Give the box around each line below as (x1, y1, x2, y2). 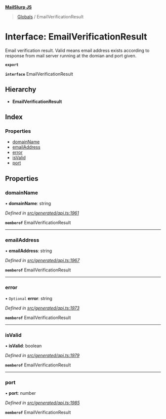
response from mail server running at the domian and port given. (5, 52, 137, 58)
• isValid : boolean (5, 343, 42, 349)
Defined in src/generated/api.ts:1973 (5, 305, 80, 311)
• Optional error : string (5, 295, 53, 301)
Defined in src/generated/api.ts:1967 (5, 258, 80, 263)
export (5, 62, 19, 67)
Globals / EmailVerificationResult (17, 14, 84, 19)
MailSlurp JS (5, 4, 32, 10)
